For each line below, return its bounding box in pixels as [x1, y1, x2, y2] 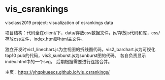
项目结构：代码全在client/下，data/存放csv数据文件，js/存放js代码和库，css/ [5, 29, 160, 35]
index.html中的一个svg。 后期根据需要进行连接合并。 [5, 58, 112, 64]
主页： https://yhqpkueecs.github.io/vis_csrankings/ [5, 69, 110, 75]
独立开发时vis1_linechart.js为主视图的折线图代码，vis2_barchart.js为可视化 [5, 46, 156, 52]
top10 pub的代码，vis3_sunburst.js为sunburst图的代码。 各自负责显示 [5, 53, 146, 58]
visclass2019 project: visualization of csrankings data [5, 20, 113, 26]
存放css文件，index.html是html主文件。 [5, 36, 85, 42]
